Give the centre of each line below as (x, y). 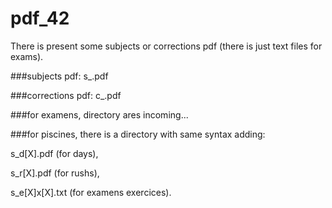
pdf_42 (40, 18)
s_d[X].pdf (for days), (54, 153)
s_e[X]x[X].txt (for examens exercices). (91, 192)
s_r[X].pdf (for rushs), (55, 173)
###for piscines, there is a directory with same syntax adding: (138, 134)
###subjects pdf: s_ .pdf (59, 76)
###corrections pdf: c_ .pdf (66, 95)
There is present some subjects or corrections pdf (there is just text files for (166, 46)
